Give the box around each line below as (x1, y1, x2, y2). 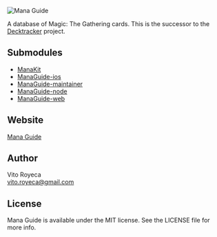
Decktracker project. (7, 27, 65, 35)
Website (7, 114, 43, 126)
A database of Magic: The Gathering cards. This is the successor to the (7, 20, 210, 27)
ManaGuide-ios (17, 72, 61, 80)
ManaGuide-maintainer (17, 80, 83, 88)
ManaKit (17, 65, 41, 74)
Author (7, 153, 38, 164)
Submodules (7, 47, 63, 58)
